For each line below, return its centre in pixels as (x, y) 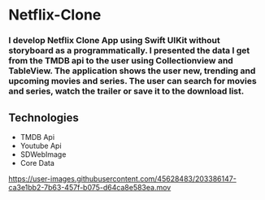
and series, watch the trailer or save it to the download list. (126, 91)
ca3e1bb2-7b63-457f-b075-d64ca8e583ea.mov (90, 187)
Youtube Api (41, 146)
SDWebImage (43, 154)
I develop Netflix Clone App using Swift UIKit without (115, 41)
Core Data (37, 163)
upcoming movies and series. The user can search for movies (133, 81)
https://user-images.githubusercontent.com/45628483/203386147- (123, 178)
